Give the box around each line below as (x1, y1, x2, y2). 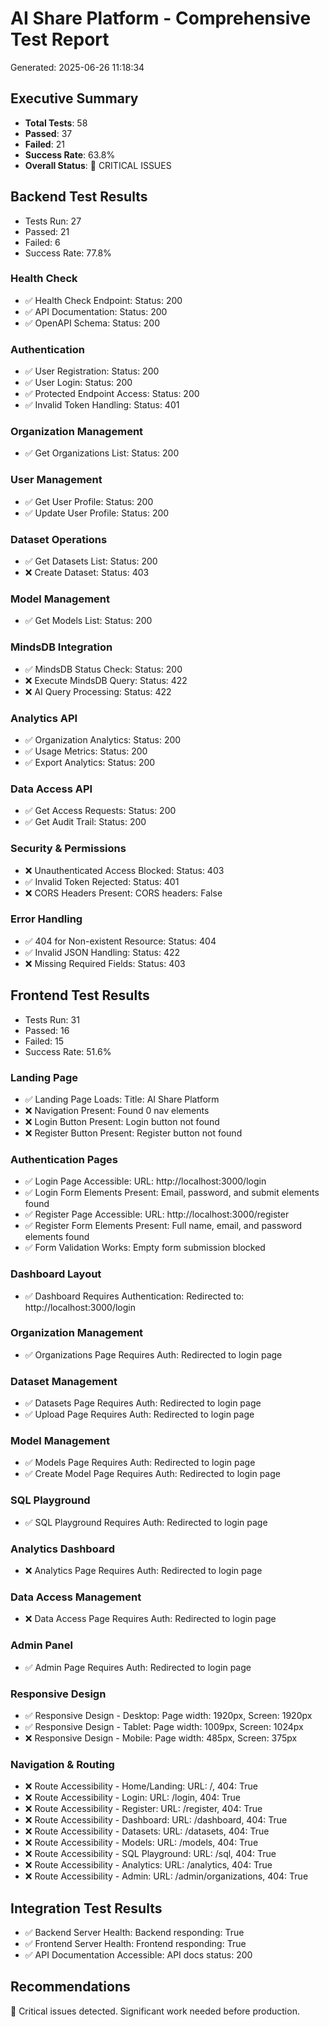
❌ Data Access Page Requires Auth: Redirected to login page (24, 1613, 277, 1625)
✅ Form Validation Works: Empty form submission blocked (24, 1242, 266, 1254)
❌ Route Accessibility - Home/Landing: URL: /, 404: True (24, 1780, 258, 1792)
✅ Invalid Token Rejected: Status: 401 (24, 875, 180, 887)
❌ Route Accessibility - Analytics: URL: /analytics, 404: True (24, 1859, 273, 1871)
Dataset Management (10, 1374, 118, 1388)
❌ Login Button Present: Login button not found (24, 1115, 220, 1127)
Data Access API (10, 782, 93, 796)
